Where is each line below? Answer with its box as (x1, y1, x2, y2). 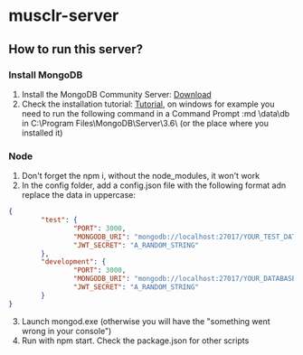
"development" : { (41, 257, 106, 266)
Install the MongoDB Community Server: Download (21, 89, 212, 99)
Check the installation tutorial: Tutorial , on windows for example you (21, 98, 275, 109)
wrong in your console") (21, 325, 112, 336)
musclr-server (8, 5, 119, 26)
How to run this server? (8, 42, 144, 57)
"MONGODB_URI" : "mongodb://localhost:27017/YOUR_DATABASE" (72, 275, 300, 284)
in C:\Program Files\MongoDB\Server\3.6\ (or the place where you (21, 117, 269, 128)
